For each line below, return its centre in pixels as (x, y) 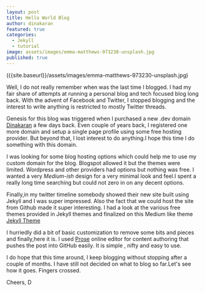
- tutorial (26, 47)
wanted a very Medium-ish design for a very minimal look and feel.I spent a (101, 176)
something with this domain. (42, 144)
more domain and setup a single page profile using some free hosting (94, 131)
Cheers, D (19, 282)
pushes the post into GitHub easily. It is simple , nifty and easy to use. (94, 245)
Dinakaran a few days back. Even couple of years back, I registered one (97, 125)
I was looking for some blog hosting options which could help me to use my (102, 156)
